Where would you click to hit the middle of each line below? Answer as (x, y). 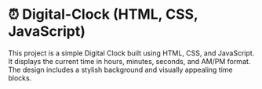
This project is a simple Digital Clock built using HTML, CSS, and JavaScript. (131, 53)
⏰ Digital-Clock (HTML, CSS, (103, 14)
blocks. (20, 78)
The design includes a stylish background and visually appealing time (120, 69)
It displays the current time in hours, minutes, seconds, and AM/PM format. (129, 61)
